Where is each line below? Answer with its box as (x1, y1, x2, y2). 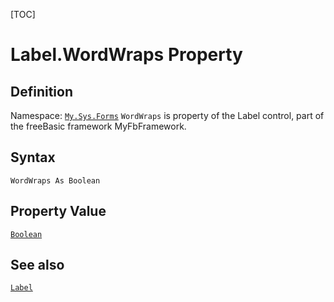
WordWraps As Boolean (10, 175, 101, 186)
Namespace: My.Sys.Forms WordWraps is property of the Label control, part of (10, 110, 325, 121)
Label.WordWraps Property (10, 44, 243, 66)
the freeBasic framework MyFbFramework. (10, 120, 187, 132)
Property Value (10, 203, 107, 220)
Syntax (10, 149, 56, 166)
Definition (10, 83, 73, 100)
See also (10, 257, 65, 274)
